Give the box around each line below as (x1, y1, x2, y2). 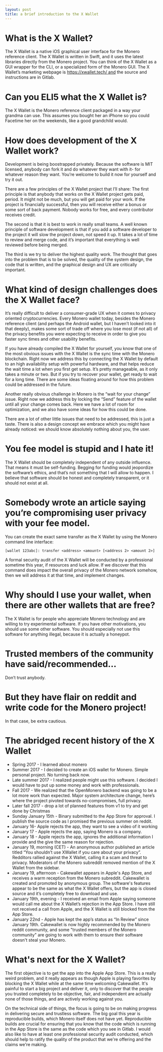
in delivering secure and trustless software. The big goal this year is (5, 1010, 141, 1016)
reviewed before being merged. (5, 242, 68, 248)
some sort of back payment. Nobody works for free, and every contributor (5, 207, 154, 213)
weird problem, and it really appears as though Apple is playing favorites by (5, 975, 156, 981)
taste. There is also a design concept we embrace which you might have (5, 421, 150, 427)
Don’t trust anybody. (5, 675, 46, 680)
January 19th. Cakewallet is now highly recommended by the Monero (12, 921, 151, 927)
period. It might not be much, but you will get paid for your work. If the (5, 196, 146, 202)
